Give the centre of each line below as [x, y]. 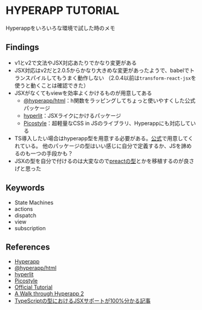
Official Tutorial [33, 287]
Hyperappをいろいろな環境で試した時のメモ [60, 28]
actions [24, 208]
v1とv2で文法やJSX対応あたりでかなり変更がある [76, 63]
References [28, 247]
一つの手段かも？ [52, 153]
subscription [30, 228]
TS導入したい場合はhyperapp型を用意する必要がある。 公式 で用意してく [104, 138]
